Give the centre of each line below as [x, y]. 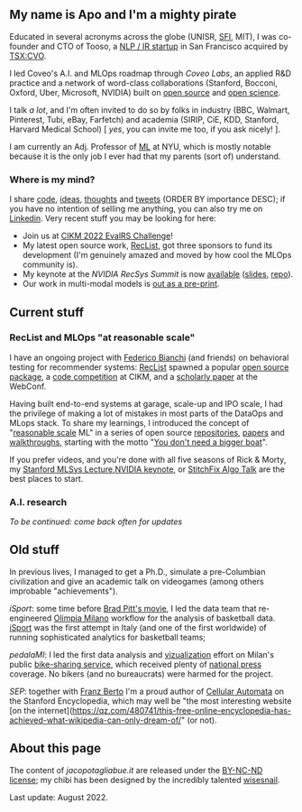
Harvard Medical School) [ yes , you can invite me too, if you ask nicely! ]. [145, 129]
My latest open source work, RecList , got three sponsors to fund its [147, 245]
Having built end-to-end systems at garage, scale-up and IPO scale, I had [146, 403]
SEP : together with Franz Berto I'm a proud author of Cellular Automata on [147, 691]
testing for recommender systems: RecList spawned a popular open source [149, 367]
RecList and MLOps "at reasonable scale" [102, 337]
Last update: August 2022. [59, 797]
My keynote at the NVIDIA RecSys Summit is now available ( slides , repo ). [158, 274]
